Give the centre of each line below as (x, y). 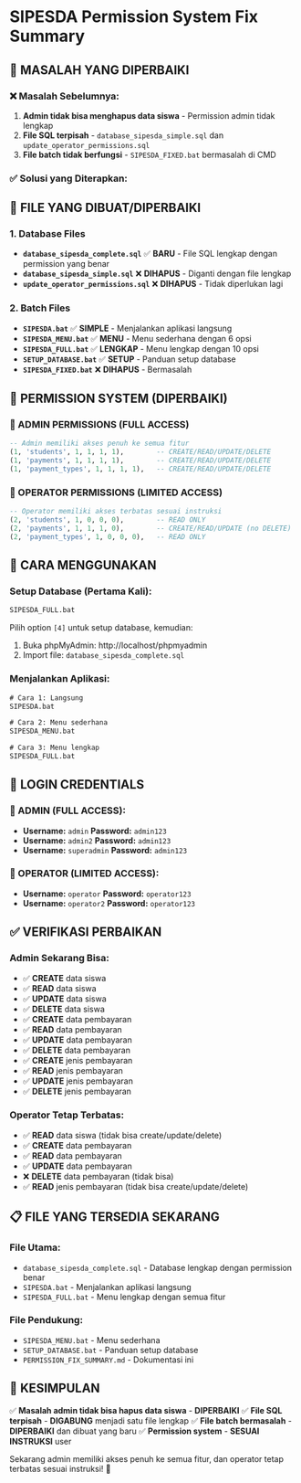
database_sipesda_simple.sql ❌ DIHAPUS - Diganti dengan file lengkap (157, 274)
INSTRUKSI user (41, 1441)
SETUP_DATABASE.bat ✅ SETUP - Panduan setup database (130, 359)
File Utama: (35, 1247)
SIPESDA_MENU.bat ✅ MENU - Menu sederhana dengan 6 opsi (137, 338)
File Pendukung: (47, 1320)
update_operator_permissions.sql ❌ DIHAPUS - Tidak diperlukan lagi (153, 284)
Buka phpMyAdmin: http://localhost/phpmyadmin (115, 645)
